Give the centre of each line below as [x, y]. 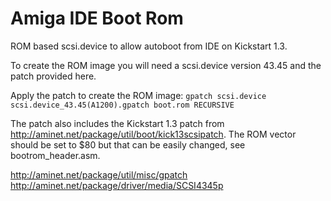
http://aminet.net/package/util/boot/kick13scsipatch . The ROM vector [153, 134]
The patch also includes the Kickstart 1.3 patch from [117, 123]
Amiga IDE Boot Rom [97, 18]
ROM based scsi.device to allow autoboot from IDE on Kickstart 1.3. [149, 46]
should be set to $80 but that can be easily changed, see [128, 144]
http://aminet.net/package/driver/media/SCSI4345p [117, 185]
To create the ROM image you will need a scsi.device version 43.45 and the [166, 65]
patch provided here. [53, 76]
